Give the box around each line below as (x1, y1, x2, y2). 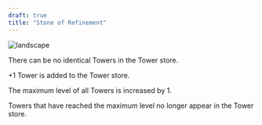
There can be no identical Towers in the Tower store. (8, 55, 179, 65)
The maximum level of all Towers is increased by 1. (8, 85, 173, 95)
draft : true (8, 11, 47, 20)
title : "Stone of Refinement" (8, 19, 107, 27)
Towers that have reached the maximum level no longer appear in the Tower (8, 101, 254, 110)
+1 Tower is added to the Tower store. (8, 70, 130, 80)
